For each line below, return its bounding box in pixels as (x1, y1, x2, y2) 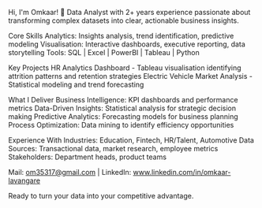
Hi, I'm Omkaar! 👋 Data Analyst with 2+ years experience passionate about (8, 8, 251, 17)
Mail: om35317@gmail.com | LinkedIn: (8, 168, 132, 176)
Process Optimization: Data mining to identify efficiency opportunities (8, 121, 234, 129)
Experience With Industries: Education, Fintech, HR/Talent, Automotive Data (8, 136, 255, 145)
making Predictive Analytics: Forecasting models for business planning (8, 112, 238, 121)
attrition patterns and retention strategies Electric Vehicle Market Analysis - (8, 72, 253, 80)
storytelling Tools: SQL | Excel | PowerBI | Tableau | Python (8, 48, 200, 57)
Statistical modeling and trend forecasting (8, 80, 144, 89)
